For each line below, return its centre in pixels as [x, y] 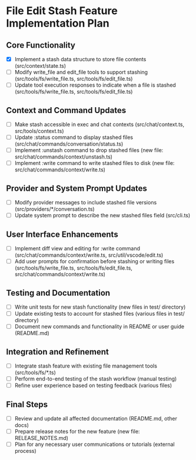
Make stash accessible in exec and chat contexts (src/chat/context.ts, [99, 124]
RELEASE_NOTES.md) [41, 438]
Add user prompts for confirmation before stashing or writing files [94, 262]
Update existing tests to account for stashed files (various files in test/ [99, 314]
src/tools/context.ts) [39, 131]
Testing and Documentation [58, 293]
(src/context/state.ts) [40, 66]
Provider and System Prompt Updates [77, 188]
